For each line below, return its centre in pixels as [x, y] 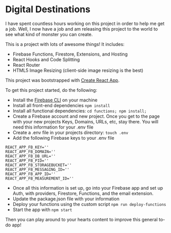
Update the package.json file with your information [66, 199]
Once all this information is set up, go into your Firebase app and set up [88, 188]
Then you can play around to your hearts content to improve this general [82, 219]
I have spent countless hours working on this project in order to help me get [85, 23]
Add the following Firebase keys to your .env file [64, 138]
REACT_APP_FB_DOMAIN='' [31, 151]
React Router [26, 65]
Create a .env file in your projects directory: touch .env [70, 132]
